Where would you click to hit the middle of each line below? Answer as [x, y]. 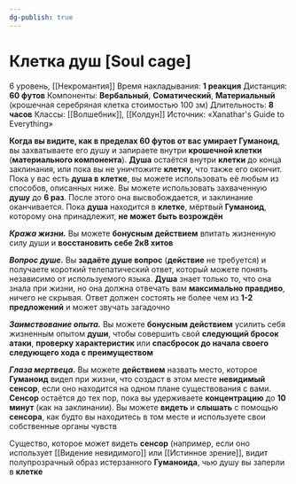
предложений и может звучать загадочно [90, 307]
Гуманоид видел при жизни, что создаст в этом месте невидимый [137, 379]
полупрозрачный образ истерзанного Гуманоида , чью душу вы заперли [147, 462]
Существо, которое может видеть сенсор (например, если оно [130, 443]
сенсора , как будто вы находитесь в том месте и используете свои [137, 417]
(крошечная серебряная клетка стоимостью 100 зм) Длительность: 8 [142, 105]
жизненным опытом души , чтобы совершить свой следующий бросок [144, 333]
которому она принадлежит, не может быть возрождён [116, 216]
